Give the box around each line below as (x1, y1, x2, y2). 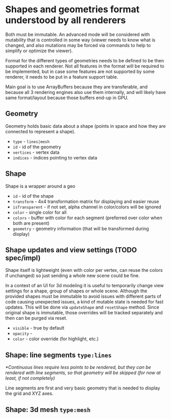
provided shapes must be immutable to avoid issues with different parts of (5, 293, 162, 299)
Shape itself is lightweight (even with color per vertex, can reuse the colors (5, 267, 163, 273)
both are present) (12, 220, 50, 226)
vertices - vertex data (12, 149, 60, 155)
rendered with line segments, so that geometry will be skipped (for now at (5, 369, 161, 376)
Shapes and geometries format (5, 4, 140, 15)
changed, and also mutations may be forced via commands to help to (5, 42, 151, 48)
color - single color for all (12, 209, 67, 215)
